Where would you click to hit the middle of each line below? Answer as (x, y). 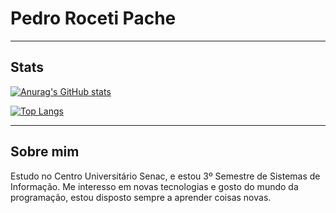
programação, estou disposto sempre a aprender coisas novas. (141, 197)
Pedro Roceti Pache (93, 18)
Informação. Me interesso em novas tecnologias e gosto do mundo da (154, 186)
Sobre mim (45, 152)
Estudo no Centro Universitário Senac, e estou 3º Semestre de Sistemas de (165, 176)
